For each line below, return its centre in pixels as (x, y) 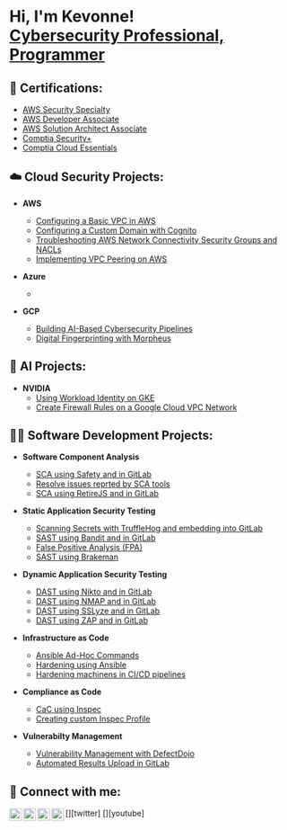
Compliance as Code (62, 692)
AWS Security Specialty (66, 109)
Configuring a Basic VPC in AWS (96, 220)
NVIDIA (36, 388)
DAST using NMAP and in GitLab (96, 602)
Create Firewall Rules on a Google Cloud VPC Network (136, 407)
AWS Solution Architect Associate (85, 129)
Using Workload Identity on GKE (95, 397)
